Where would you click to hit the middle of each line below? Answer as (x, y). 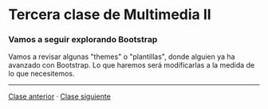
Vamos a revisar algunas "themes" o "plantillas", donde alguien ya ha (122, 56)
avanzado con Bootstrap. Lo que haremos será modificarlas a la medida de (132, 65)
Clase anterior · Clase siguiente (60, 96)
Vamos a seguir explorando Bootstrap (83, 40)
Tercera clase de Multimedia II (110, 15)
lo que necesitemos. (41, 74)
